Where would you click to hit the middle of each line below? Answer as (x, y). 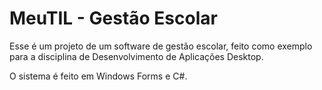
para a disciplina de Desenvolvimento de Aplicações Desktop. (136, 56)
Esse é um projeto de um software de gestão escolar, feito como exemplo (161, 46)
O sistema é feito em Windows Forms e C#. (98, 76)
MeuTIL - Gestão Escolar (113, 18)
